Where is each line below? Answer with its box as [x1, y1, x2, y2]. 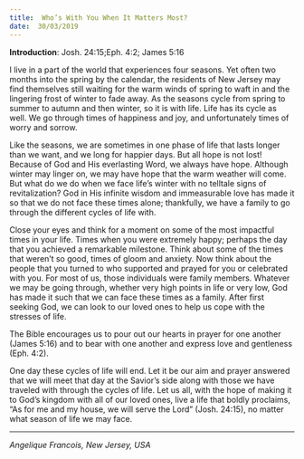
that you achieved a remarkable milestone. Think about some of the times [9, 244, 283, 254]
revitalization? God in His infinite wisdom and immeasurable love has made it [9, 187, 295, 198]
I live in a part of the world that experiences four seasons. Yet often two [9, 64, 276, 75]
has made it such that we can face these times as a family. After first [9, 292, 265, 302]
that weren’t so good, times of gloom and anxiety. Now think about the [9, 253, 271, 263]
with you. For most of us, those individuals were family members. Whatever [9, 273, 290, 283]
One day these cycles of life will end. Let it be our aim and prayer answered [9, 365, 290, 376]
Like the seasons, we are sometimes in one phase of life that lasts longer [9, 139, 280, 150]
